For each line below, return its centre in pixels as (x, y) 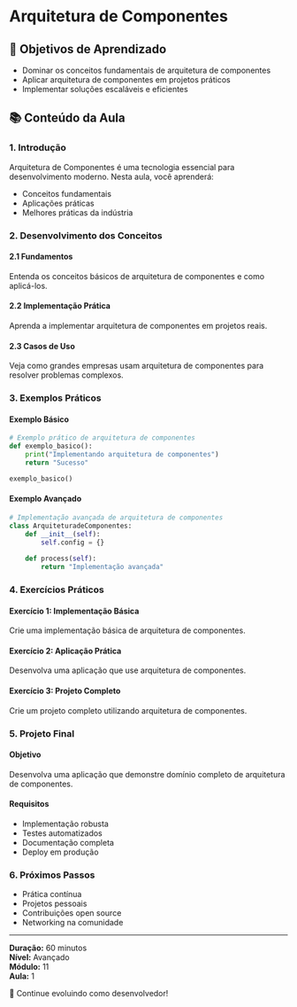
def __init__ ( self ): (63, 534)
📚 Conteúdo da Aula (67, 118)
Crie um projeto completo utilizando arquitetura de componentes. (128, 710)
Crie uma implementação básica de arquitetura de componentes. (127, 630)
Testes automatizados (62, 833)
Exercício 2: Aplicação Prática (65, 651)
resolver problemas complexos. (66, 375)
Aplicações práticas (58, 203)
